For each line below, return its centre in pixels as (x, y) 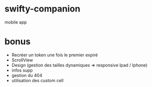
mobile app (16, 22)
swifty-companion (42, 9)
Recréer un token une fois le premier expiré (54, 55)
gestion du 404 (27, 75)
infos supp (22, 70)
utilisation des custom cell (38, 80)
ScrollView (22, 60)
